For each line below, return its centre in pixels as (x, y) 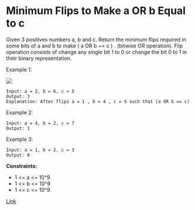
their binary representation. (39, 58)
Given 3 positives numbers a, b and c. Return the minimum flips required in (96, 39)
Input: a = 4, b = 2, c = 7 (40, 123)
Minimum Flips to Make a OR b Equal (96, 11)
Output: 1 (18, 128)
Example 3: (20, 139)
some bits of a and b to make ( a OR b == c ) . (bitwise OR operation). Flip (95, 46)
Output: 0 (18, 155)
